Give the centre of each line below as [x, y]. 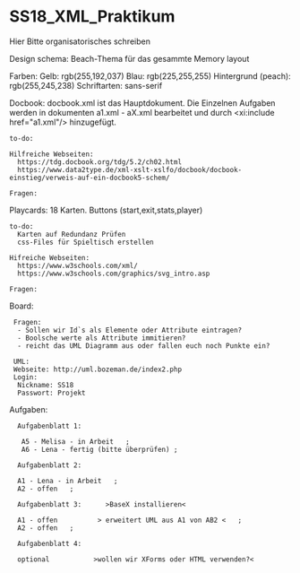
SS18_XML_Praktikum [92, 17]
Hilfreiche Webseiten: [51, 154]
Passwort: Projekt [52, 393]
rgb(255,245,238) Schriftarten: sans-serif [86, 85]
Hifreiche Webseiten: [50, 257]
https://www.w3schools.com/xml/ [78, 265]
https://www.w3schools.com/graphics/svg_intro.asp [114, 273]
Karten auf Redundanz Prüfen [72, 234]
